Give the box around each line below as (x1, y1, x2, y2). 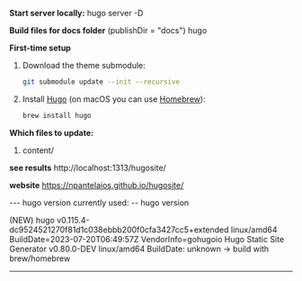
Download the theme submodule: (22, 60, 146, 70)
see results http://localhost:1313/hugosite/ (9, 162, 166, 173)
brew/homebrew (9, 252, 71, 264)
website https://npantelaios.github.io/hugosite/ (9, 179, 184, 190)
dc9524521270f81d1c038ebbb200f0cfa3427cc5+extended (9, 224, 229, 235)
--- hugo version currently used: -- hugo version (9, 197, 190, 208)
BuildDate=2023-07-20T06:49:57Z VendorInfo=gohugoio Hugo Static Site (9, 233, 285, 244)
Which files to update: (9, 127, 94, 138)
